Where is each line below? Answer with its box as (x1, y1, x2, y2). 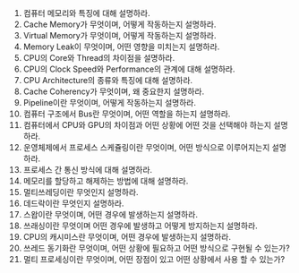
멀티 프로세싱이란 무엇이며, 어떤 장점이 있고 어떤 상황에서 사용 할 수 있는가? (22, 254, 286, 264)
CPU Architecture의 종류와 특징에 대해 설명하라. (22, 75, 193, 85)
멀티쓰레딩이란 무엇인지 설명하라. (22, 187, 139, 197)
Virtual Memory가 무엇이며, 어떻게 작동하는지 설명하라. (22, 30, 217, 40)
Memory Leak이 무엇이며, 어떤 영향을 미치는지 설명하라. (22, 41, 220, 52)
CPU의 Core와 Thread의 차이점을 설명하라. (22, 53, 175, 63)
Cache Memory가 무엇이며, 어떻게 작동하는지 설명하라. (22, 19, 217, 30)
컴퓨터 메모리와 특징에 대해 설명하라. (22, 8, 150, 18)
